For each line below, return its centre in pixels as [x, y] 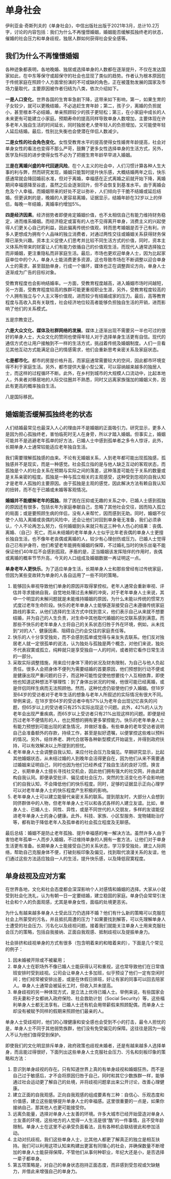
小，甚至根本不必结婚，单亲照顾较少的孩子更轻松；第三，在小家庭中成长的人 [85, 112]
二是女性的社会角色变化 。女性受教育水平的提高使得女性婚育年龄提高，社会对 [85, 142]
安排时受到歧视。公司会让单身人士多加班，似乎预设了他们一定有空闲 [89, 973]
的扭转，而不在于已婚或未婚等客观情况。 [48, 489]
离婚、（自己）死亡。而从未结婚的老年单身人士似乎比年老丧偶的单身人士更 [82, 532]
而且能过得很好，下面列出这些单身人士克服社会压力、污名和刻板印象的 [88, 1052]
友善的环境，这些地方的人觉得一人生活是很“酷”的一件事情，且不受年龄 [91, 1120]
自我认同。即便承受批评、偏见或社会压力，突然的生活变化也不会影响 [89, 777]
